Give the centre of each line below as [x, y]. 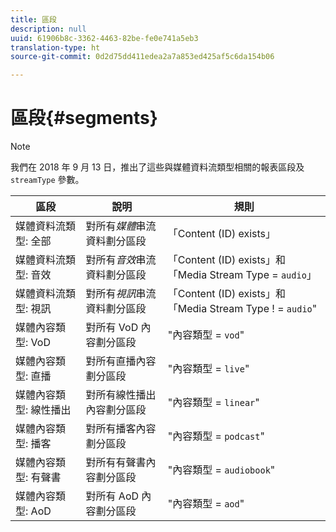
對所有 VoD [112, 328]
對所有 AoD [112, 496]
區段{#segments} [84, 118]
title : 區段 [33, 19]
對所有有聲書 [116, 463]
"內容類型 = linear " [213, 403]
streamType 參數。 [47, 180]
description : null [48, 29]
